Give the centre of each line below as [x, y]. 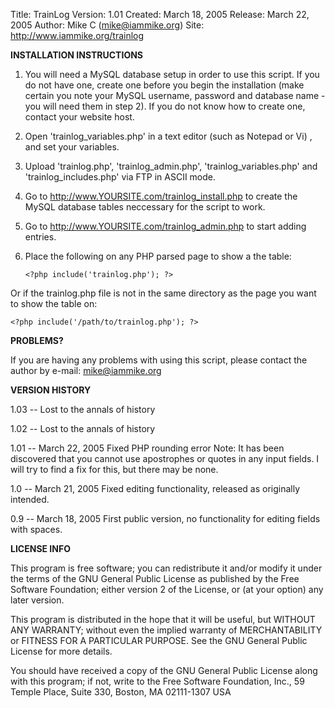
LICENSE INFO [40, 548]
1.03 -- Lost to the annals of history [83, 409]
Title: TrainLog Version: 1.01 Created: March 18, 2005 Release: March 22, [160, 14]
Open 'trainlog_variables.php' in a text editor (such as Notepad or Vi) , [168, 136]
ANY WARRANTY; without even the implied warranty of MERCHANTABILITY [166, 630]
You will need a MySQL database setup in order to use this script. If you [172, 74]
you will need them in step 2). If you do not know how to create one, [165, 106]
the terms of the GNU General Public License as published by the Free [155, 578]
